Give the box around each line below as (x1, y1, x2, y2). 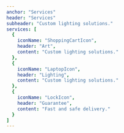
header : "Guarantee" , (17, 100, 72, 106)
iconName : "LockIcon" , (17, 94, 75, 101)
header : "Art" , (17, 44, 56, 50)
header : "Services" (6, 15, 56, 21)
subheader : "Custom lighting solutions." (6, 20, 114, 26)
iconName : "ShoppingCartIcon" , (17, 37, 97, 44)
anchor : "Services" (6, 9, 56, 15)
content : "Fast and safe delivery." (17, 105, 111, 112)
